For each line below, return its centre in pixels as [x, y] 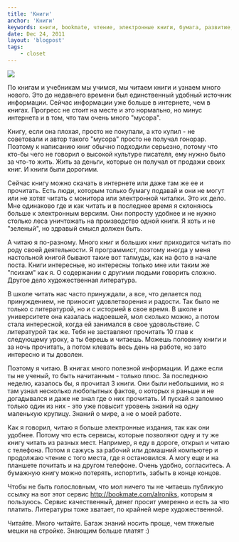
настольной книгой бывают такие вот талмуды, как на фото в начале [112, 257]
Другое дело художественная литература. [72, 280]
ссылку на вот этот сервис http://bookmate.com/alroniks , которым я [110, 494]
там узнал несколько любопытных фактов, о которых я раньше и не [111, 391]
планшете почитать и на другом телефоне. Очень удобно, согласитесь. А [119, 465]
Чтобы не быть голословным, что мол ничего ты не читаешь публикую [116, 486]
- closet [33, 54]
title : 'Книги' [30, 14]
